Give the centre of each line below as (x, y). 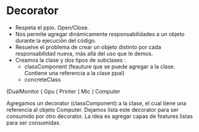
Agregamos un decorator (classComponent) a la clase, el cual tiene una (96, 103)
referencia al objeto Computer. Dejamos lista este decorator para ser (92, 109)
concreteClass (42, 79)
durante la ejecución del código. (56, 40)
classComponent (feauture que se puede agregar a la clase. (100, 66)
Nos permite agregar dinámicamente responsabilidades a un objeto (100, 34)
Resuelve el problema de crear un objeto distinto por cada (88, 47)
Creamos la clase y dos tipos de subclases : (71, 60)
